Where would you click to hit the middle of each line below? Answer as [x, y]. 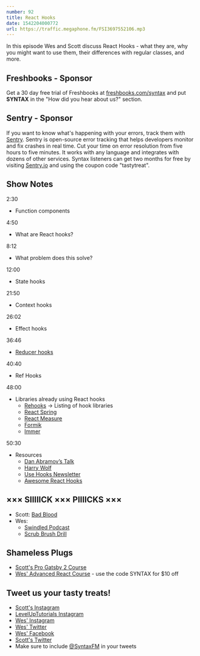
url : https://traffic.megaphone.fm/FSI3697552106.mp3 [76, 29]
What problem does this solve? [54, 258]
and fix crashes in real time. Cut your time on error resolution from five [95, 146]
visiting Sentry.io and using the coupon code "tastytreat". [78, 165]
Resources [29, 455]
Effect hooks [31, 328]
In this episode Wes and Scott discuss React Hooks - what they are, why [97, 46]
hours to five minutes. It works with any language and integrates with [93, 152]
